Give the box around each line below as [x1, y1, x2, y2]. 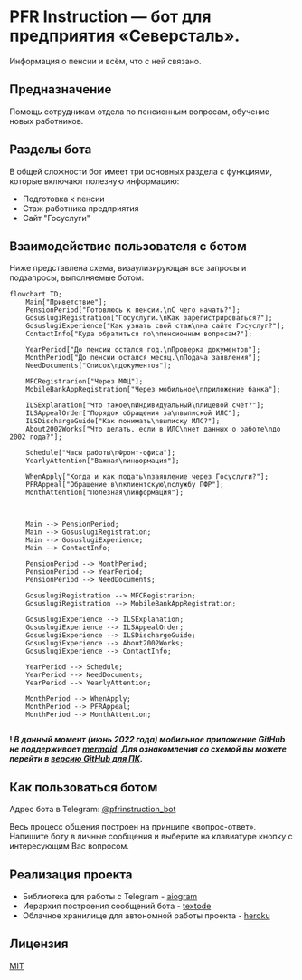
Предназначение [9, 82, 112, 97]
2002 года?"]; [9, 432, 63, 441]
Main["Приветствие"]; [25, 297, 107, 307]
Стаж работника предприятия [22, 202, 139, 214]
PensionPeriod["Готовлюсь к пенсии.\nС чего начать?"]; [25, 306, 241, 315]
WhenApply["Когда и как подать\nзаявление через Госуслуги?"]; [25, 472, 269, 481]
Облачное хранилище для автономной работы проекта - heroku [22, 910, 270, 921]
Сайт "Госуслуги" [22, 212, 90, 223]
